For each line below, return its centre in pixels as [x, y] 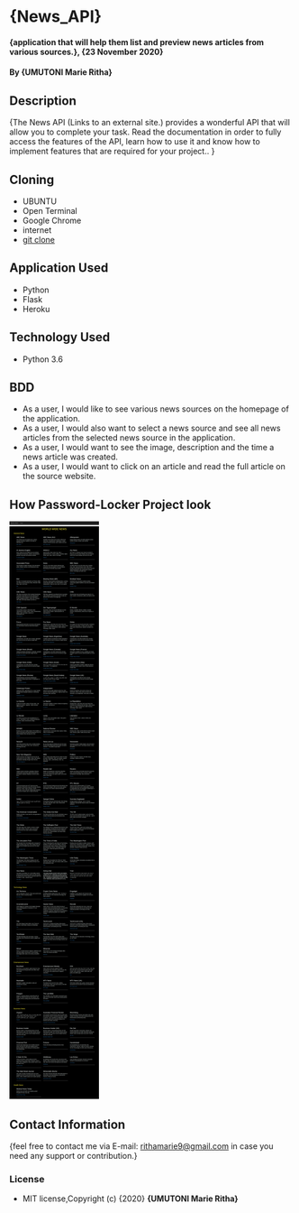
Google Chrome [52, 220]
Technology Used [60, 337]
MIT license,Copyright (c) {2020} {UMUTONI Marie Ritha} [130, 1199]
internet [37, 230]
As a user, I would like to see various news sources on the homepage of [156, 409]
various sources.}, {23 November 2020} [86, 51]
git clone [39, 240]
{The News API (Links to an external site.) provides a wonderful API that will [150, 123]
